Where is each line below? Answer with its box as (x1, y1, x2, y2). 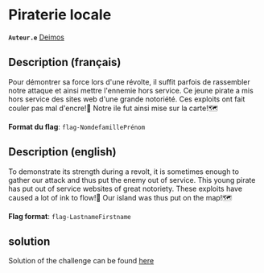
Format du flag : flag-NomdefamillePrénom (8, 122, 146, 131)
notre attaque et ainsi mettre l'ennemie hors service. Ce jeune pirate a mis (8, 85, 254, 95)
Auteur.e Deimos (8, 32, 64, 42)
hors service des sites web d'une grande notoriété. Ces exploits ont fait (8, 94, 245, 104)
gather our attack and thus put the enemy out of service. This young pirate (8, 175, 256, 184)
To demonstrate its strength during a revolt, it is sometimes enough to (8, 167, 240, 176)
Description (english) (8, 145, 117, 159)
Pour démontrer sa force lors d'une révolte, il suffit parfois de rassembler (8, 77, 251, 86)
